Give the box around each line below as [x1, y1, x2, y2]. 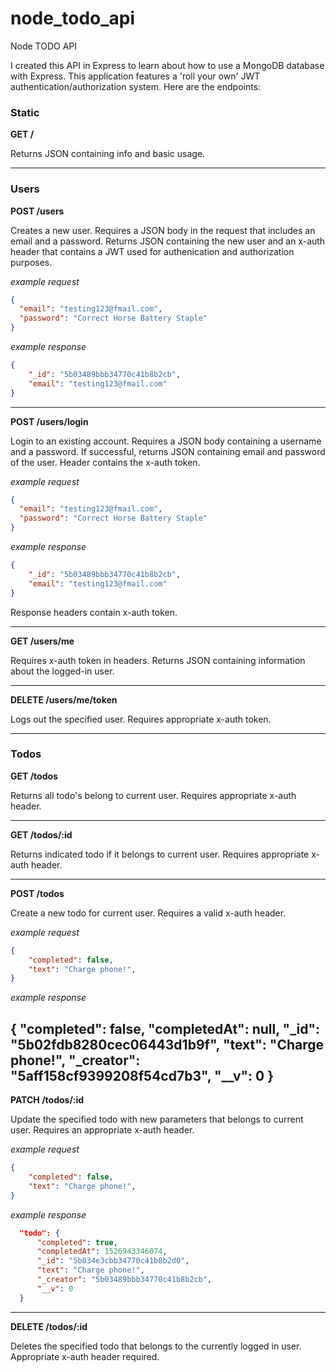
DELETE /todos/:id [10, 1320, 88, 1332]
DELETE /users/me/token [10, 693, 118, 706]
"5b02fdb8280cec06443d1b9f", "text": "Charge [10, 1036, 325, 1053]
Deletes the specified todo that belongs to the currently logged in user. [10, 1340, 302, 1352]
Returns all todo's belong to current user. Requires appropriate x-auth [10, 789, 297, 801]
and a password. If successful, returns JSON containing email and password [10, 445, 326, 457]
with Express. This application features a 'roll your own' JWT [10, 70, 261, 82]
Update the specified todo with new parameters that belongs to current [10, 1113, 304, 1126]
